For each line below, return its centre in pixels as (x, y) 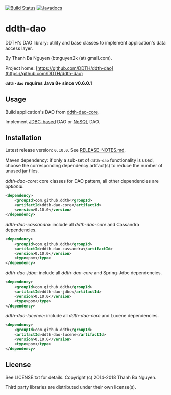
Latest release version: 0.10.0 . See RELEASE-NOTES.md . (66, 150)
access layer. (19, 48)
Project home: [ (21, 68)
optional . (15, 186)
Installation (23, 138)
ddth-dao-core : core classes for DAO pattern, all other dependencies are (82, 181)
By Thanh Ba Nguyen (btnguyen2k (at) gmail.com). (59, 58)
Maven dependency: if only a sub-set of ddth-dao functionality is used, (80, 160)
